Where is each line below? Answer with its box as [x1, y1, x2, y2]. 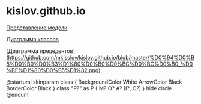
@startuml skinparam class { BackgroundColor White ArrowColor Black [6, 78, 182, 85]
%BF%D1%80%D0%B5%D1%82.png [6, 66, 99, 73]
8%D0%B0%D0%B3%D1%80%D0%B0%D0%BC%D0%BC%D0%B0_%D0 [6, 60, 193, 67]
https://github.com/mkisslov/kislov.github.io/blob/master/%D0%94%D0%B [8, 54, 195, 61]
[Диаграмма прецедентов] [6, 47, 75, 55]
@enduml [6, 91, 30, 98]
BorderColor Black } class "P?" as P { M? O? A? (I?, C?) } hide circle [6, 84, 172, 91]
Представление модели [6, 24, 68, 31]
